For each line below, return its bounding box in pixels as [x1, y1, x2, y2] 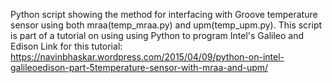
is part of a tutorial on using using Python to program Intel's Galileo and [10, 30, 305, 41]
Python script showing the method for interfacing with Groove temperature [10, 9, 318, 20]
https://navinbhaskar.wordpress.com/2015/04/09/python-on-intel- [10, 51, 285, 63]
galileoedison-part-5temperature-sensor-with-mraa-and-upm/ [10, 62, 269, 73]
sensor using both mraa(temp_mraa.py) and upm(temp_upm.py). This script [10, 19, 323, 31]
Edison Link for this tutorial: [10, 40, 123, 52]
